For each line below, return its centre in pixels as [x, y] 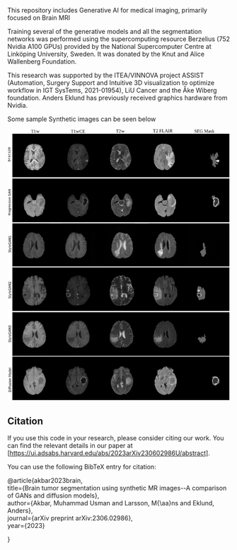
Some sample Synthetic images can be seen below [82, 119]
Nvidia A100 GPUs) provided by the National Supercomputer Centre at [110, 46]
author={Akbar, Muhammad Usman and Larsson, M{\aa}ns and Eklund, [111, 503]
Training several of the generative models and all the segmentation [105, 31]
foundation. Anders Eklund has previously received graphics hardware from [117, 98]
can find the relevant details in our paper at [70, 445]
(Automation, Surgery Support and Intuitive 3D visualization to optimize [111, 83]
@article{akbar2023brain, [45, 480]
